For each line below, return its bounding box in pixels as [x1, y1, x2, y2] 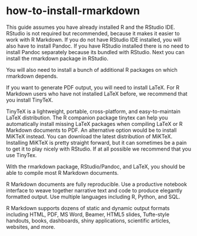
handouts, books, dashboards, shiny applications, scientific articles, [6, 217, 171, 224]
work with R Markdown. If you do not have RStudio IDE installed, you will [6, 36, 182, 43]
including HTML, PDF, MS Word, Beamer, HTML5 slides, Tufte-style [6, 211, 169, 218]
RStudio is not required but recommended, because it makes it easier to [6, 29, 180, 36]
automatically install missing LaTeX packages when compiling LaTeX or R [6, 120, 183, 127]
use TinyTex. [6, 151, 37, 158]
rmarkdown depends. [6, 72, 58, 79]
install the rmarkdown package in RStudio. [6, 55, 109, 62]
